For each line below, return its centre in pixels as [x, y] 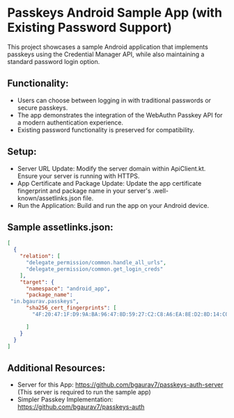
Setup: [22, 152]
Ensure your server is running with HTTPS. [78, 176]
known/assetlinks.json [49, 198]
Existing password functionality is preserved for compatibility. [106, 129]
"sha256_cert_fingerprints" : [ [71, 308]
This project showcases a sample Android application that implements [108, 47]
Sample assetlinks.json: [60, 227]
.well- [161, 191]
